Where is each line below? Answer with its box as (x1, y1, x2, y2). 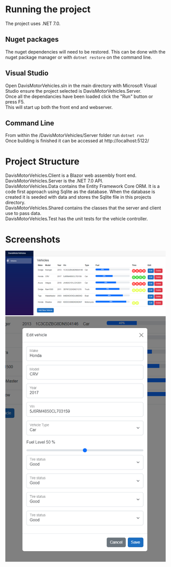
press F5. (5, 98, 25, 105)
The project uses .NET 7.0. (5, 20, 61, 26)
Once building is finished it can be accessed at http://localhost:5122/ (5, 138, 149, 144)
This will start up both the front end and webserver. (5, 104, 113, 110)
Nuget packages (5, 35, 59, 44)
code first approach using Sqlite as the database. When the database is (5, 188, 155, 195)
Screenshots (5, 233, 61, 245)
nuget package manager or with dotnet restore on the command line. (5, 54, 152, 60)
